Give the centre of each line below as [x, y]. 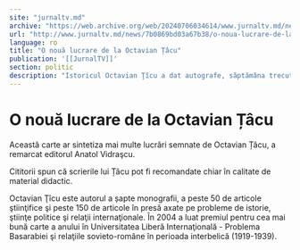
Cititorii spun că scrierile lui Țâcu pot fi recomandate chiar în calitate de [140, 171]
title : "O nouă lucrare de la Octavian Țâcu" [95, 51]
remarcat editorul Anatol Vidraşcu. [72, 154]
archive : [25, 26]
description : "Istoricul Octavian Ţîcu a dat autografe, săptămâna [137, 76]
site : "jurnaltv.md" [48, 17]
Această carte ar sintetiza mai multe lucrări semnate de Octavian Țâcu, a [143, 145]
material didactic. [41, 180]
